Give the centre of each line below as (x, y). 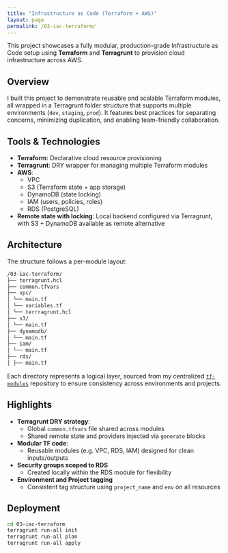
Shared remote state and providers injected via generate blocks (116, 436)
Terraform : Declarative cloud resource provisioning (89, 158)
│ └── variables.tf (35, 306)
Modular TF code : (42, 443)
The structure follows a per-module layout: (67, 261)
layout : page (26, 20)
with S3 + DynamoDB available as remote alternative (91, 223)
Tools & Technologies (54, 141)
